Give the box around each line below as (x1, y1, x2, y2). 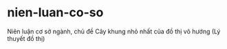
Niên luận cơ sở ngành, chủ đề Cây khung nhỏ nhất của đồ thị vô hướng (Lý (7, 27, 221, 35)
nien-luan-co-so (7, 5, 104, 20)
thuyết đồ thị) (7, 34, 45, 42)
